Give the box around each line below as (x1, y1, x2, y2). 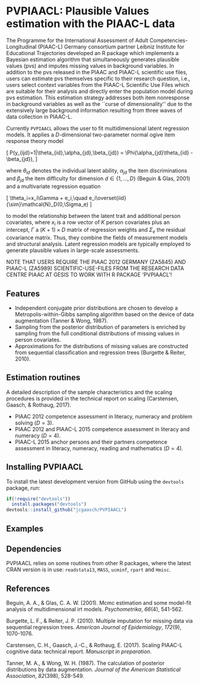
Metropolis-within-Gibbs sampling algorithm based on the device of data (14, 310, 194, 318)
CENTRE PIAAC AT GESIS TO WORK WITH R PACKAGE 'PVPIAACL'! (6, 271, 172, 278)
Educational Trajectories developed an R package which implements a (6, 49, 179, 56)
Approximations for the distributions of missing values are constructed (14, 342, 189, 350)
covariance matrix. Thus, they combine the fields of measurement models (6, 234, 188, 241)
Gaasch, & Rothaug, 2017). (6, 401, 72, 408)
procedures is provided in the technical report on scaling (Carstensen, (6, 395, 179, 402)
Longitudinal (6, 43, 37, 50)
